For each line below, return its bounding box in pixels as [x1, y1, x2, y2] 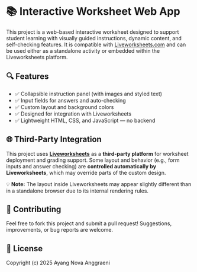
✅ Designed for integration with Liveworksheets [14, 110, 132, 117]
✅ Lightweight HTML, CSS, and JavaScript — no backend [14, 117, 156, 124]
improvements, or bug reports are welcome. [6, 226, 114, 233]
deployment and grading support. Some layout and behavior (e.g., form [6, 156, 180, 164]
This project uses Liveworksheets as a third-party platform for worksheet [6, 150, 189, 157]
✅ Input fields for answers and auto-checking [14, 97, 126, 104]
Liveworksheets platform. [6, 53, 68, 60]
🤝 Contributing [6, 204, 62, 214]
